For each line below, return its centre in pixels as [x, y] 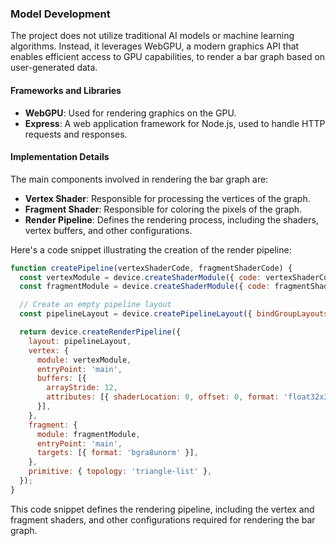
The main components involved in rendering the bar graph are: [139, 179]
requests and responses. [76, 134]
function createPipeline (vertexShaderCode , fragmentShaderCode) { [151, 268]
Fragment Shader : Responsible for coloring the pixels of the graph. [163, 209]
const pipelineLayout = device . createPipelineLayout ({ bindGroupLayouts [174, 314]
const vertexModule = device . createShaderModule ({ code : [140, 277]
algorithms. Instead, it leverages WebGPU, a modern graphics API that [155, 46]
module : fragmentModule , [88, 434]
